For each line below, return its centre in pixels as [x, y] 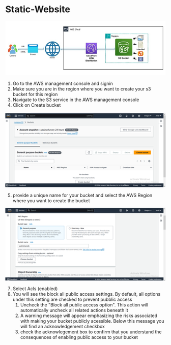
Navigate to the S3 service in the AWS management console [76, 100]
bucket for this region [35, 95]
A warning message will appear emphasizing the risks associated [89, 316]
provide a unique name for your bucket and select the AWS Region [82, 195]
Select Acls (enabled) [35, 289]
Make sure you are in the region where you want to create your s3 [82, 89]
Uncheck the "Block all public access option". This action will [84, 305]
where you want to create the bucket [51, 200]
